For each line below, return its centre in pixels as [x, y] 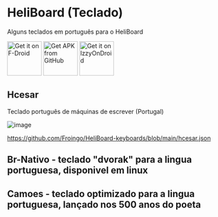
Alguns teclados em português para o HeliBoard [75, 32]
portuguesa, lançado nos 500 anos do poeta [104, 204]
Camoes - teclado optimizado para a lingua [101, 194]
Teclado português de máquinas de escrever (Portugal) [86, 111]
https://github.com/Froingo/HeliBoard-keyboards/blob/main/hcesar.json [109, 138]
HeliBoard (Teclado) [65, 13]
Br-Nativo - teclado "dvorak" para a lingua [100, 160]
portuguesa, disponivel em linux [78, 171]
